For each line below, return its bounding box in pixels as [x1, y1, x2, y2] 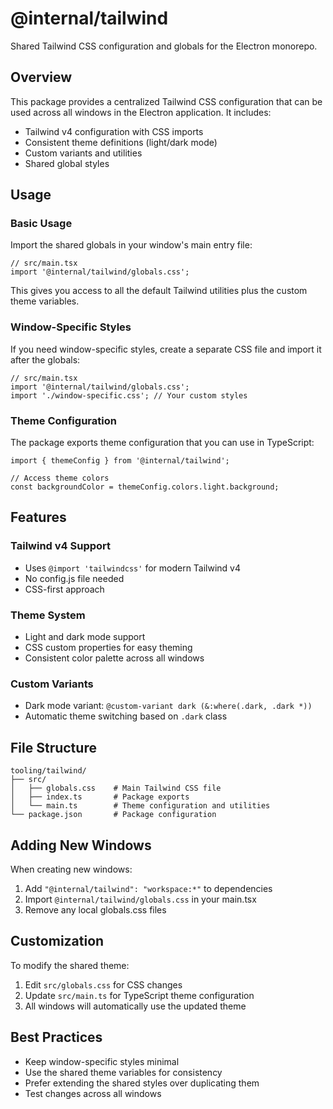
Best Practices [10, 1029, 103, 1046]
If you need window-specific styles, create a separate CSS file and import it [10, 343, 322, 355]
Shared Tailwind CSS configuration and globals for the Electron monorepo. [10, 40, 318, 52]
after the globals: [10, 353, 81, 366]
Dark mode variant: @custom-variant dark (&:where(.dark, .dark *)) [24, 700, 313, 712]
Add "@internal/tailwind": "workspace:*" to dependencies [24, 882, 273, 894]
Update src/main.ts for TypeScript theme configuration [24, 989, 255, 1001]
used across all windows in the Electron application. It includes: [10, 106, 272, 118]
